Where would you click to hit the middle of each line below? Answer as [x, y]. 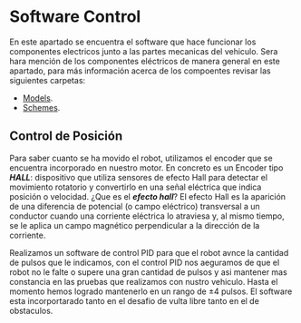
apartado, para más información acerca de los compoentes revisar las [140, 71]
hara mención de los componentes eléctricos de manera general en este [145, 61]
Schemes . [41, 107]
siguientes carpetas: [48, 80]
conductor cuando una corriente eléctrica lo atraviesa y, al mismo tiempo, [147, 216]
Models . [38, 98]
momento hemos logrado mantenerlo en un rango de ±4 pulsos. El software [151, 291]
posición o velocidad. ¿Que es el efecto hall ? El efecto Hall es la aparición [148, 196]
